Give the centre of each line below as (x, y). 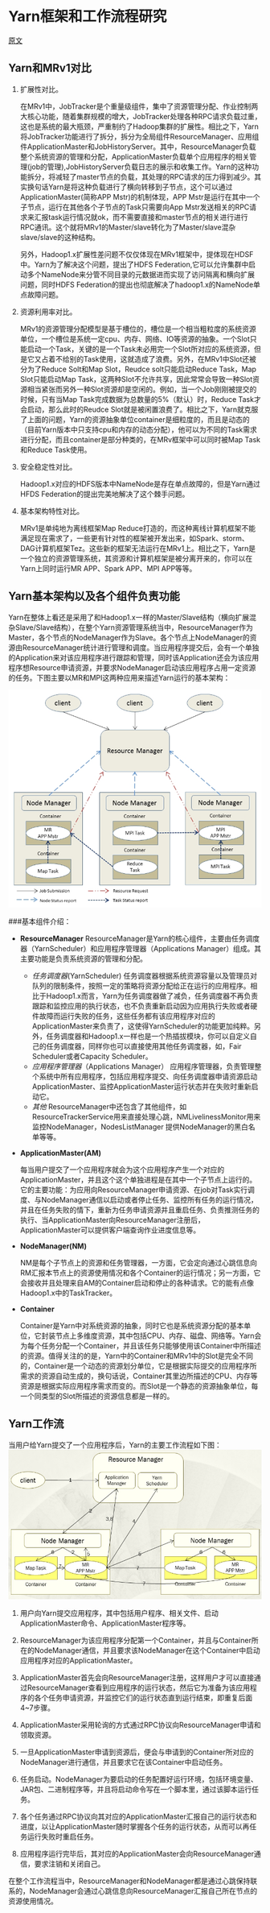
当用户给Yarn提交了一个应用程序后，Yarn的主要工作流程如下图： (115, 1445)
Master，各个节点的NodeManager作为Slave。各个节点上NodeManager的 (129, 637)
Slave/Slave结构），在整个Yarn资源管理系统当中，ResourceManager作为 (134, 627)
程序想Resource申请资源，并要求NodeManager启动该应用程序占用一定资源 (132, 667)
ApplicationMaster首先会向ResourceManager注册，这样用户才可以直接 (137, 1677)
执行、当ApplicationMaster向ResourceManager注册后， (112, 1220)
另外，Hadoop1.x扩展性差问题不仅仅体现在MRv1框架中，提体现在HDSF (137, 254)
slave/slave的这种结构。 (60, 237)
